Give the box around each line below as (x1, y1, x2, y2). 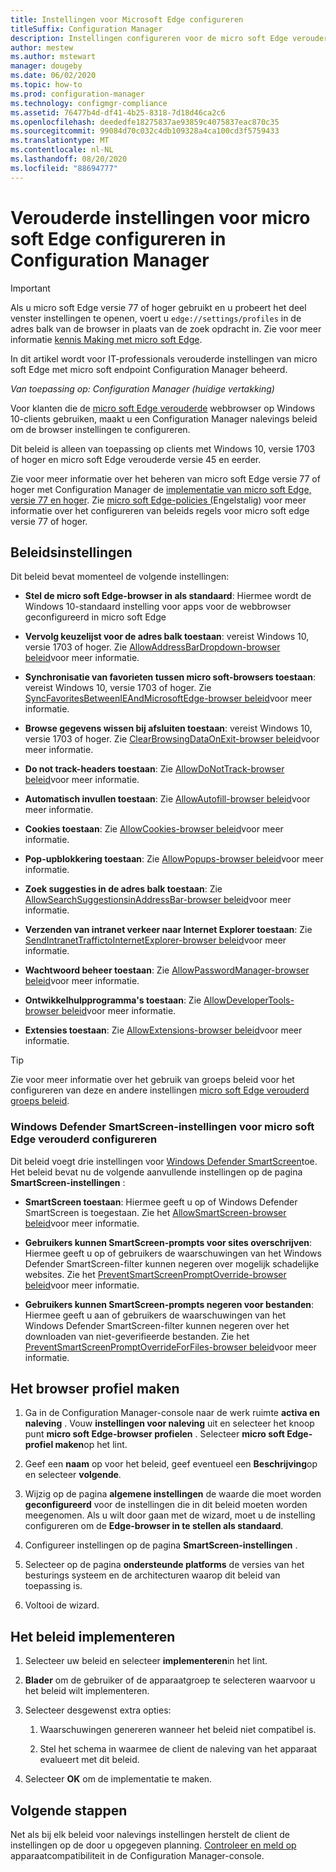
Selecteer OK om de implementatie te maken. (24, 1773, 213, 1785)
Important (10, 282, 51, 294)
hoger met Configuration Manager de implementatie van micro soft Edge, (10, 483, 312, 495)
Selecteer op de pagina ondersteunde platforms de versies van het (24, 1559, 305, 1571)
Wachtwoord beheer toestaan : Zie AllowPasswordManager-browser (24, 964, 310, 976)
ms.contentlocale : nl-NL (10, 145, 114, 155)
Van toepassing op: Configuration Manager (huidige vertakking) (10, 382, 275, 395)
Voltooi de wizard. (24, 1599, 100, 1611)
